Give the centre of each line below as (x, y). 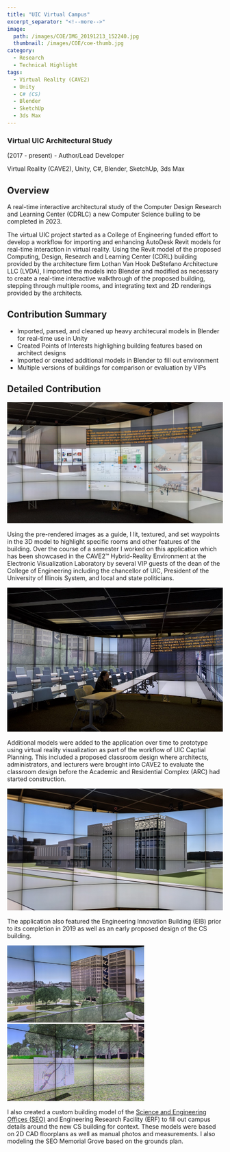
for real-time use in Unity (52, 338)
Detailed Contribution (54, 389)
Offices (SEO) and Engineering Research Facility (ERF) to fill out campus (109, 1119)
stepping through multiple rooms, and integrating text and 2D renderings (109, 285)
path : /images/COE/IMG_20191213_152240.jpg (76, 36)
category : (21, 51)
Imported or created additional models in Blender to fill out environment (118, 360)
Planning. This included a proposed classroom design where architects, (108, 757)
